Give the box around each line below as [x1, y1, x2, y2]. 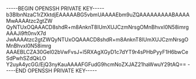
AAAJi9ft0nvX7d [6, 30, 46, 37]
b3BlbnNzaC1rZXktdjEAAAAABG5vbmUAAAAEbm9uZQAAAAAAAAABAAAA [6, 11, 190, 18]
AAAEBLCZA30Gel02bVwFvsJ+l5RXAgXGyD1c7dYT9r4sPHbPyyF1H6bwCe [6, 49, 188, 55]
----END [6, 67, 26, 74]
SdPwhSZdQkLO [6, 55, 47, 61]
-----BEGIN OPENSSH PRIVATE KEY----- [6, 5, 105, 12]
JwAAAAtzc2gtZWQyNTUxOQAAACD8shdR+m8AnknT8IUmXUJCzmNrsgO [6, 36, 189, 43]
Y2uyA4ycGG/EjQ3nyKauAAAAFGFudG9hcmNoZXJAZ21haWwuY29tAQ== [6, 61, 187, 68]
